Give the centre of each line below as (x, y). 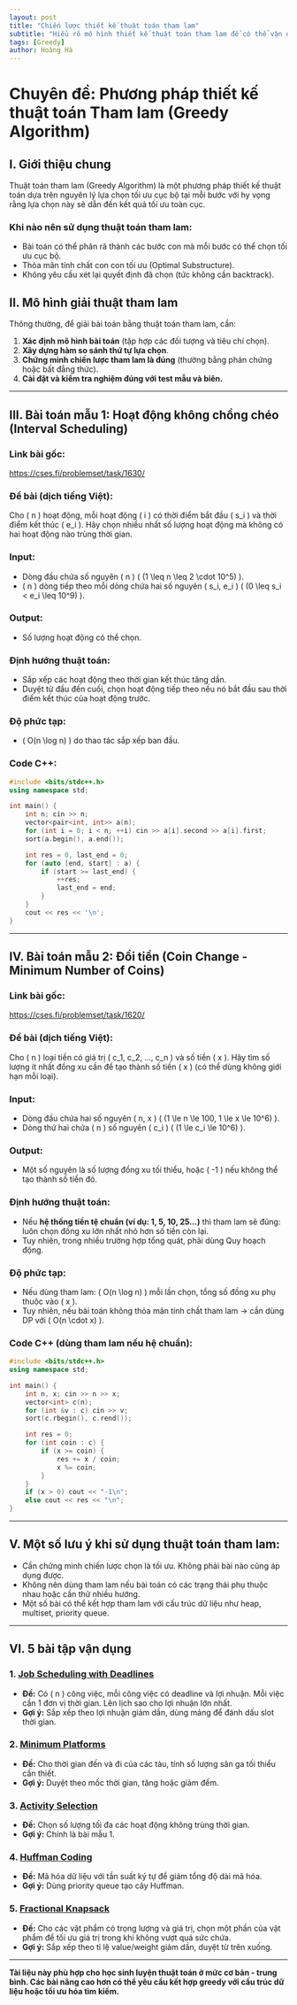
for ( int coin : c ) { (65, 1443)
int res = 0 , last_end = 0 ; (76, 855)
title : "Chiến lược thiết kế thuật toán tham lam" (104, 26)
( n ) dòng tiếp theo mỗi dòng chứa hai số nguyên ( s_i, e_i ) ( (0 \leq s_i (152, 586)
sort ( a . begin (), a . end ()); (75, 839)
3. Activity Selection (54, 1805)
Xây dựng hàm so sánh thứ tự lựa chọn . (95, 351)
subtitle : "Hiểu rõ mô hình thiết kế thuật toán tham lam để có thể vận (146, 34)
